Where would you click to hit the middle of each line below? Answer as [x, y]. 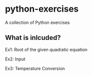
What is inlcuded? [33, 38]
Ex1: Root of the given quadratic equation [46, 49]
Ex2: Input [15, 59]
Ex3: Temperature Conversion [35, 68]
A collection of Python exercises [37, 22]
